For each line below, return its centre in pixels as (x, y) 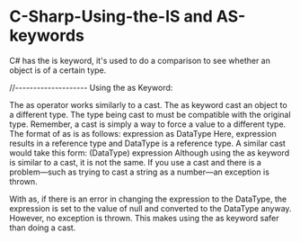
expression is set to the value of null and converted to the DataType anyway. (150, 208)
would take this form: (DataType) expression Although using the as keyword (150, 152)
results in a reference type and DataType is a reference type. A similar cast (147, 143)
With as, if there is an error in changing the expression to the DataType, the (148, 199)
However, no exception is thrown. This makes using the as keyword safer (145, 218)
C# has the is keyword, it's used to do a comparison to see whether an (140, 60)
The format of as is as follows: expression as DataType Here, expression (143, 133)
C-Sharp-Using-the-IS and (111, 17)
